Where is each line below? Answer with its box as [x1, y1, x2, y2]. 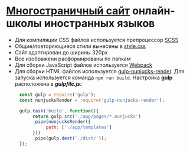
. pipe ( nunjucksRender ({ [32, 119, 91, 125]
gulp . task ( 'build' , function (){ [19, 108, 99, 114]
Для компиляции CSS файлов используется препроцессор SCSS [14, 36, 179, 43]
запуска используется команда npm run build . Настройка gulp [14, 74, 173, 81]
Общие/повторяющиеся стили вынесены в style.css [14, 43, 146, 50]
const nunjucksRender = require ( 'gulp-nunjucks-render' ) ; [19, 97, 165, 103]
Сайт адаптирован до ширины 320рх [14, 48, 108, 56]
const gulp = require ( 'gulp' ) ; [19, 92, 96, 98]
